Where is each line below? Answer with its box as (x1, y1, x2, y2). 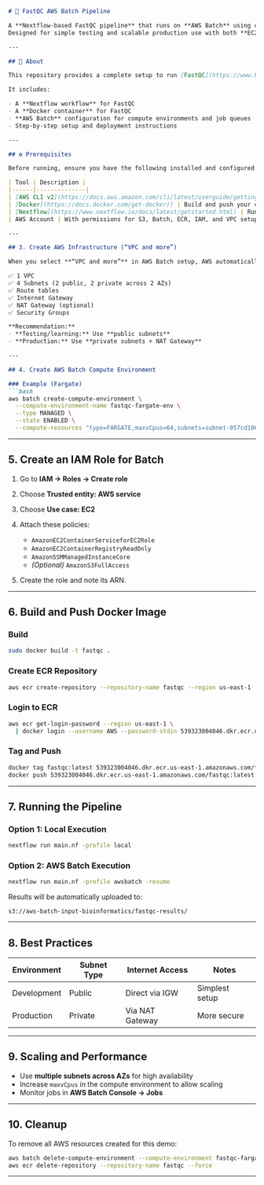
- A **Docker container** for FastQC (8, 107, 132, 115)
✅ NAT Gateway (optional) (8, 301, 94, 309)
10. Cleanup (8, 1118, 68, 1131)
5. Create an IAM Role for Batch (8, 453, 164, 467)
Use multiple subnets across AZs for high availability (19, 1071, 194, 1080)
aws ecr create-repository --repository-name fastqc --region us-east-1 (8, 683, 251, 692)
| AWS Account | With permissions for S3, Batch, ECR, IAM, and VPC (8, 215, 237, 223)
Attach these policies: (19, 519, 90, 529)
